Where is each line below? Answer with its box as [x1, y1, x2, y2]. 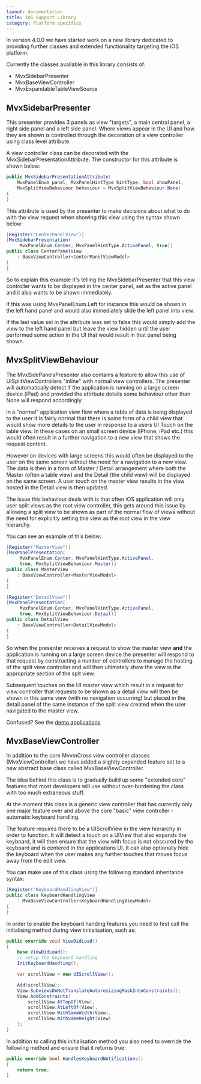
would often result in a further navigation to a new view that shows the [6, 433, 181, 441]
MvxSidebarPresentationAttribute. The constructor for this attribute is [6, 156, 178, 163]
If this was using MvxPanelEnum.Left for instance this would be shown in [6, 300, 187, 307]
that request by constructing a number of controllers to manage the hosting [6, 657, 193, 664]
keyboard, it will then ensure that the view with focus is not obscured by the [6, 838, 194, 845]
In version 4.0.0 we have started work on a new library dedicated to [6, 37, 173, 44]
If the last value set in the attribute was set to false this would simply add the [6, 318, 196, 325]
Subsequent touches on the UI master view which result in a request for [6, 681, 184, 688]
